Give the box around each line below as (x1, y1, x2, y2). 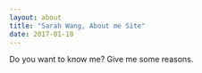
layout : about (9, 12, 63, 22)
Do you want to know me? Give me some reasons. (9, 54, 194, 65)
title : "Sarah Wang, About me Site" (9, 21, 146, 30)
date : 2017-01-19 (9, 29, 74, 38)
